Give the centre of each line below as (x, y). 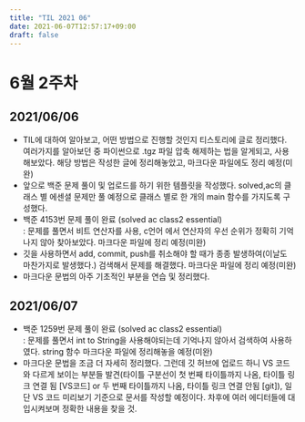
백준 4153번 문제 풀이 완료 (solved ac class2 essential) (122, 220)
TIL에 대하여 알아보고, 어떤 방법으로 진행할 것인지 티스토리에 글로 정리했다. (155, 140)
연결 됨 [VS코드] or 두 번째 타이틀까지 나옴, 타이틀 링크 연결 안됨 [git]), (158, 386)
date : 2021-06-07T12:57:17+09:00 (73, 26)
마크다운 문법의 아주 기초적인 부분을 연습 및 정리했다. (116, 277)
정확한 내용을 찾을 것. (100, 409)
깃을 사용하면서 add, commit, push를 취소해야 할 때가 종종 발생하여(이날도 (155, 254)
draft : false (34, 35)
